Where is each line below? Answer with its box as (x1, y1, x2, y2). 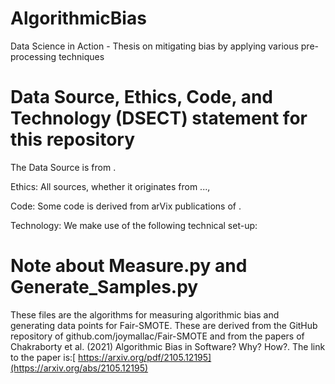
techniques (58, 50, 105, 62)
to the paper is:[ (10, 351, 77, 363)
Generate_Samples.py (10, 276, 199, 299)
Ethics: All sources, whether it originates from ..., (10, 180, 211, 192)
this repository (10, 128, 135, 151)
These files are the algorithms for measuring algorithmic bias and (10, 308, 280, 321)
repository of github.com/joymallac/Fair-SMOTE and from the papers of (10, 330, 305, 342)
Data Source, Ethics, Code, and (10, 86, 273, 109)
